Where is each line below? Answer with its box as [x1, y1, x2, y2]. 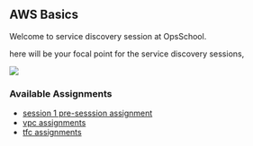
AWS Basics [9, 7, 79, 22]
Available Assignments [9, 87, 113, 99]
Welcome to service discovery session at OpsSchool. [9, 30, 207, 41]
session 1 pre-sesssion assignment [22, 107, 153, 119]
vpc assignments [22, 117, 86, 128]
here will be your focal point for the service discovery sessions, [9, 48, 245, 59]
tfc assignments [22, 127, 83, 138]
